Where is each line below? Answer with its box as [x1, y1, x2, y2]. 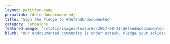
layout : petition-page [5, 7, 53, 13]
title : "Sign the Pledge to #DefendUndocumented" [5, 17, 112, 22]
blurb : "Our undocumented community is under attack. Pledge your [5, 31, 148, 36]
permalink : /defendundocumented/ [5, 12, 76, 17]
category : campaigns [5, 21, 49, 27]
